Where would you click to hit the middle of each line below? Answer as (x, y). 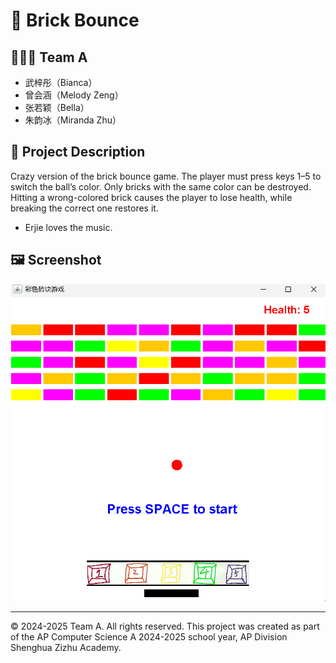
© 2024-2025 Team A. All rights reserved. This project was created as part (165, 626)
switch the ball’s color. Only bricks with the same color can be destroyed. (161, 186)
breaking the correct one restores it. (84, 208)
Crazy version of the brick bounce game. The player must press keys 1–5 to (166, 176)
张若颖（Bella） (57, 107)
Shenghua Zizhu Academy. (66, 648)
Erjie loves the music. (68, 227)
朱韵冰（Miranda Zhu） (73, 120)
